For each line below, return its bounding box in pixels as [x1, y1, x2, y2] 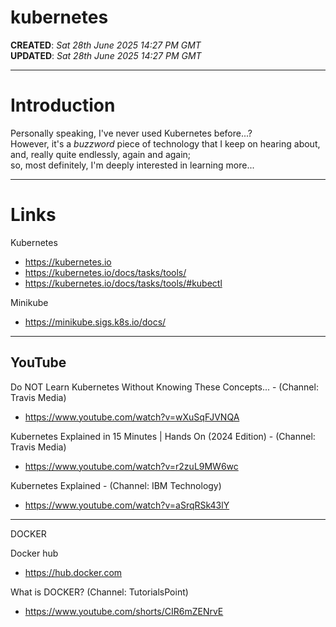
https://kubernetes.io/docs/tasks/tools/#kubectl [24, 277, 223, 289]
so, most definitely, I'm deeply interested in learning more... [10, 159, 255, 171]
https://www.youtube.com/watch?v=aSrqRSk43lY [24, 499, 230, 511]
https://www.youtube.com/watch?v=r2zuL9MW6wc [24, 460, 239, 472]
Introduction [10, 94, 116, 117]
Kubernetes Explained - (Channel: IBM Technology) [10, 479, 222, 491]
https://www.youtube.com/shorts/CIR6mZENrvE [24, 605, 224, 617]
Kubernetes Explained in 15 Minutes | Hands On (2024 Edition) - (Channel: [10, 430, 316, 442]
